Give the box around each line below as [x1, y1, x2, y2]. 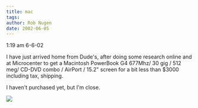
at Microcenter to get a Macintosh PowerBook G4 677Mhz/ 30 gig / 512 [6, 60, 182, 67]
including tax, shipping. [6, 72, 64, 79]
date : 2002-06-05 [6, 25, 49, 32]
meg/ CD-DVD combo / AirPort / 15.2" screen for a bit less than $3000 [6, 66, 180, 73]
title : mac [6, 8, 33, 15]
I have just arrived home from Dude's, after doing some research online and [6, 53, 192, 60]
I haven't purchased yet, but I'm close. [6, 84, 100, 91]
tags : [6, 14, 20, 20]
